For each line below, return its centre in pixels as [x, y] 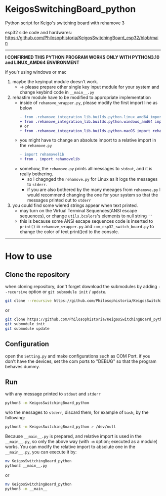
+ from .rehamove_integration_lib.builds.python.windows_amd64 [86, 122]
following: [15, 418]
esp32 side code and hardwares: [39, 32]
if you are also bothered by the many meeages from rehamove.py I [94, 190]
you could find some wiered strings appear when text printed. [75, 205]
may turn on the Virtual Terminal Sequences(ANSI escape [78, 211]
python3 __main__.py [26, 466]
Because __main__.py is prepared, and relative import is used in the [73, 436]
